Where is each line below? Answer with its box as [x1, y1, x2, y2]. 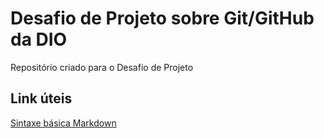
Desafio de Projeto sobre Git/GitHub [10, 7, 315, 30]
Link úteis [10, 90, 73, 107]
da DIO [10, 28, 68, 51]
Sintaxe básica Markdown [10, 117, 117, 129]
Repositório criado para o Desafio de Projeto [10, 61, 194, 73]
